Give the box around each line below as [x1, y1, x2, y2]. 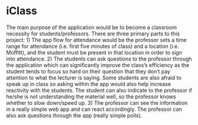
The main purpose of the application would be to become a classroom [6, 24, 177, 31]
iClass [6, 4, 37, 18]
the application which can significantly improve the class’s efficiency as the [6, 61, 190, 69]
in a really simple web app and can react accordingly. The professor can [6, 105, 182, 113]
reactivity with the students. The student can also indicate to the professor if [6, 86, 192, 94]
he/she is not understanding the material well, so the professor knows [6, 93, 176, 100]
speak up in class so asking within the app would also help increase [6, 80, 171, 87]
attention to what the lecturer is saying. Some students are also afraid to [6, 74, 182, 81]
